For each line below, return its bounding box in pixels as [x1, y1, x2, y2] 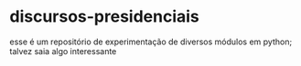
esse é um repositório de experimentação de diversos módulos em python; [9, 36, 293, 47]
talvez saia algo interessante [9, 45, 117, 56]
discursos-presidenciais [9, 6, 199, 27]
